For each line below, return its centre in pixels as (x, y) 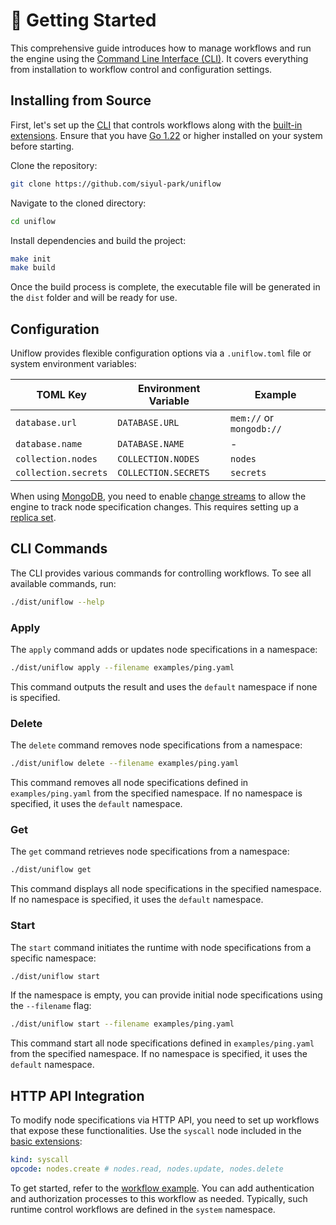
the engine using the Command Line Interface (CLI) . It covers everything (159, 58)
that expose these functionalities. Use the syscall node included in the (156, 1131)
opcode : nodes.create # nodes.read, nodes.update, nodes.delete (147, 1169)
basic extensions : (46, 1141)
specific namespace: (53, 958)
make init (31, 259)
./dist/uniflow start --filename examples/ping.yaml (122, 1024)
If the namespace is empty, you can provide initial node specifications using (166, 995)
